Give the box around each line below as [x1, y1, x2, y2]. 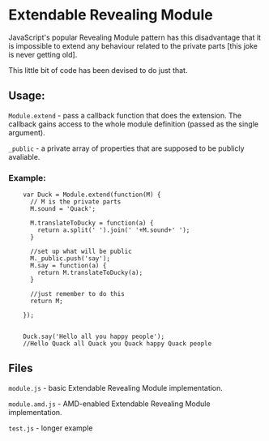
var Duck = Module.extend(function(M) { [23, 191, 161, 199]
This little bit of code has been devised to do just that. [8, 65, 188, 75]
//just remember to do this [29, 290, 126, 298]
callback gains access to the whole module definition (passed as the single [8, 119, 259, 129]
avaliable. [8, 152, 41, 161]
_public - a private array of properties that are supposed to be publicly [8, 143, 245, 153]
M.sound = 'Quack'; [29, 205, 96, 213]
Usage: [8, 89, 46, 103]
